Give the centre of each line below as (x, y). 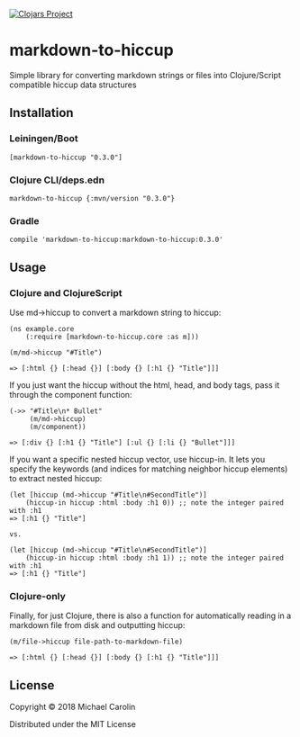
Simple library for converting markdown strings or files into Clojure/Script (145, 75)
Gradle (24, 220)
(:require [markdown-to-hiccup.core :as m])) (113, 337)
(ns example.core (42, 328)
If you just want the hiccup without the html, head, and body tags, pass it (145, 385)
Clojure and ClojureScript (66, 292)
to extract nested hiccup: (56, 478)
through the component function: (71, 394)
